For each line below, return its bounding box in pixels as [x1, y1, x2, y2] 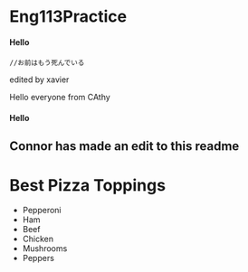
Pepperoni [22, 205, 62, 216]
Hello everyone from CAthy [9, 92, 110, 103]
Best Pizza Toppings [9, 174, 166, 195]
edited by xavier [9, 74, 70, 85]
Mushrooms [22, 243, 68, 254]
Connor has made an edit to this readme [9, 138, 240, 155]
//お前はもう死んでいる [9, 59, 85, 68]
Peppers [22, 253, 54, 264]
